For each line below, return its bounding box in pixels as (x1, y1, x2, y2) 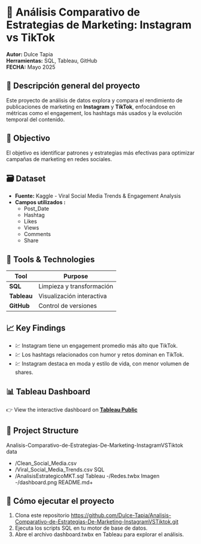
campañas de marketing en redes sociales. (6, 155, 112, 162)
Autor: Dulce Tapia (6, 50, 53, 58)
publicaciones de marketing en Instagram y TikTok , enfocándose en (6, 103, 175, 110)
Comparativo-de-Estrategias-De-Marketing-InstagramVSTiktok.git (14, 518, 179, 525)
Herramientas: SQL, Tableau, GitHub (6, 57, 98, 64)
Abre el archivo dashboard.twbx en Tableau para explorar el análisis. (14, 531, 184, 538)
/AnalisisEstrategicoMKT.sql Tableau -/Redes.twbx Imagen (14, 472, 160, 479)
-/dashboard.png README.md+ (14, 479, 93, 486)
